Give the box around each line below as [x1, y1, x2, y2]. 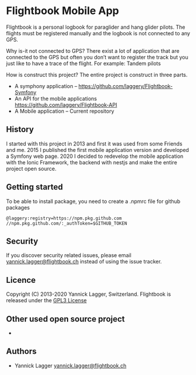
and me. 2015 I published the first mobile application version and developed [6, 146, 190, 153]
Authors [6, 346, 37, 356]
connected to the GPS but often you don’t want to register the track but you [6, 53, 189, 60]
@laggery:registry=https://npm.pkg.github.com [6, 215, 122, 221]
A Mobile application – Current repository [14, 107, 114, 114]
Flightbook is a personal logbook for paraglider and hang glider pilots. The [6, 23, 185, 31]
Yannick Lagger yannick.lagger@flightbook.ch [14, 362, 127, 369]
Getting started [6, 182, 63, 192]
